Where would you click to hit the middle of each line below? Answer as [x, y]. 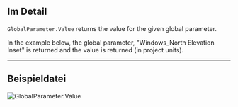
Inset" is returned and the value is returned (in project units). [96, 50]
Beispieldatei [37, 79]
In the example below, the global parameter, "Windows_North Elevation [111, 43]
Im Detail [27, 12]
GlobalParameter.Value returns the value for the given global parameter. [112, 28]
